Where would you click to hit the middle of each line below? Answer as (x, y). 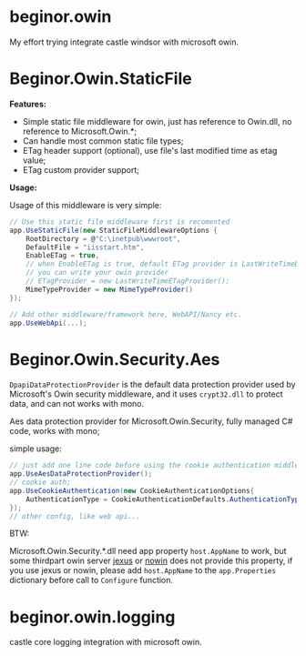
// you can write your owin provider (97, 273)
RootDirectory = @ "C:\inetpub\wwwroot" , (103, 238)
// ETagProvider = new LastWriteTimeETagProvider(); (128, 281)
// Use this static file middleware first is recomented (120, 222)
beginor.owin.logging (92, 617)
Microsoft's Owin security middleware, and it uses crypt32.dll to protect (147, 394)
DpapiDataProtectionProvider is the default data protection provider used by (153, 385)
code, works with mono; (55, 431)
